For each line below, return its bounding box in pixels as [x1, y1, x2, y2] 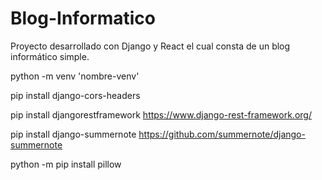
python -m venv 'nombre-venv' [10, 70, 140, 82]
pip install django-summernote [10, 128, 137, 140]
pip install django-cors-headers [10, 89, 141, 101]
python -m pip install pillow [10, 158, 122, 170]
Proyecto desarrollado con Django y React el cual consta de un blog [10, 40, 291, 52]
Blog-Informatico [10, 7, 156, 30]
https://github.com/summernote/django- [138, 128, 306, 140]
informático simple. [10, 50, 90, 62]
